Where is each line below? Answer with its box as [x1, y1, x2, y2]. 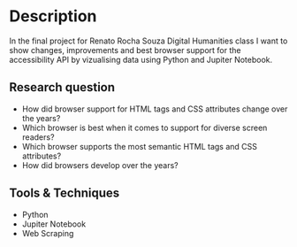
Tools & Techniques [9, 186, 120, 201]
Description [9, 6, 97, 27]
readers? [21, 131, 55, 143]
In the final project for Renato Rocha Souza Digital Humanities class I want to [9, 35, 288, 46]
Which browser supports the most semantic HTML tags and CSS [21, 141, 258, 151]
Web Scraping [21, 228, 74, 238]
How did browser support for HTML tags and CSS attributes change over [21, 104, 288, 114]
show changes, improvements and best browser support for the [9, 44, 241, 55]
